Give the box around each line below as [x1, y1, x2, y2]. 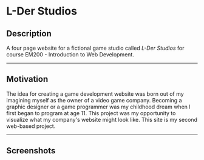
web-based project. [6, 122, 56, 130]
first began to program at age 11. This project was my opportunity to [6, 109, 176, 116]
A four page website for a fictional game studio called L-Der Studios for [6, 44, 185, 52]
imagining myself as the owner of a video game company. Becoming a [6, 96, 182, 104]
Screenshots [6, 145, 56, 156]
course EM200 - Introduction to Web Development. [6, 51, 135, 58]
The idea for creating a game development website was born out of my [6, 90, 184, 98]
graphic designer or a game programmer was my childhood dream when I [6, 103, 191, 110]
